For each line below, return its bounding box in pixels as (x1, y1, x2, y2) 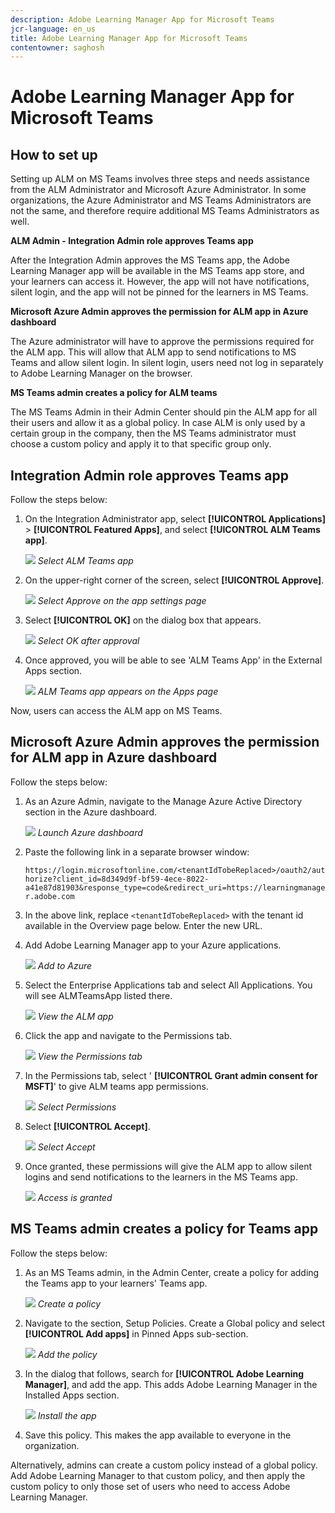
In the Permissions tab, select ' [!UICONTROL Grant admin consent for (24, 1069, 318, 1081)
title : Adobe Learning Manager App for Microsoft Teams (10, 33, 248, 43)
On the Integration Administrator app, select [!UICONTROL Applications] (24, 513, 326, 525)
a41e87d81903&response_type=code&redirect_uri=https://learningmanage (24, 882, 326, 893)
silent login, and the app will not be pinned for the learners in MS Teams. (10, 286, 309, 298)
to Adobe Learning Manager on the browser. (10, 367, 193, 380)
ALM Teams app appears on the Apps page (37, 686, 219, 698)
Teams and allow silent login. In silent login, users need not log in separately (10, 357, 324, 369)
